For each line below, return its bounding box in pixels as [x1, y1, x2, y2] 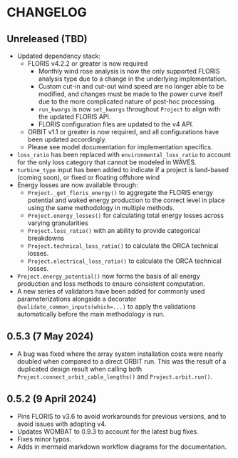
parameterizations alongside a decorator [16, 294, 137, 303]
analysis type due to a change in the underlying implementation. [38, 74, 227, 83]
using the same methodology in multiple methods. [27, 204, 175, 211]
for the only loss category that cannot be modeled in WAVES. [16, 158, 197, 166]
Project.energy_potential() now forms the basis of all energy [16, 272, 200, 280]
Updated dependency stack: [16, 51, 101, 60]
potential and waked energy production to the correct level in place [27, 196, 225, 204]
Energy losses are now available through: [16, 181, 138, 189]
